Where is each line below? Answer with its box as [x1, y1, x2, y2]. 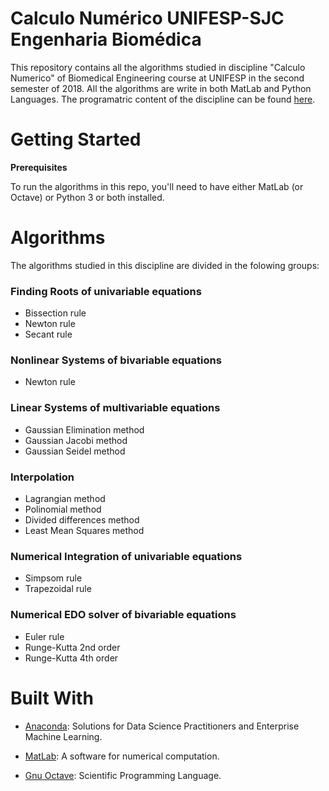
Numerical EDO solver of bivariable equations [10, 608, 237, 622]
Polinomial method [24, 503, 102, 515]
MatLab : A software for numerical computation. [24, 750, 220, 762]
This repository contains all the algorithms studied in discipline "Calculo [10, 61, 306, 73]
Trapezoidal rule [24, 583, 92, 595]
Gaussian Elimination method [24, 423, 145, 436]
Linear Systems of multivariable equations [10, 401, 221, 415]
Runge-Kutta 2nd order [24, 641, 121, 653]
